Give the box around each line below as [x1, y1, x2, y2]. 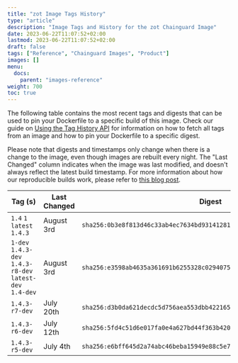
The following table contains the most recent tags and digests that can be [7, 109, 222, 118]
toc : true [7, 89, 37, 96]
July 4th [43, 342, 71, 352]
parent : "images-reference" [20, 76, 103, 84]
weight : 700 [7, 83, 42, 90]
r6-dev [11, 328, 33, 335]
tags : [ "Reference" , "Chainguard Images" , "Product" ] [7, 50, 170, 57]
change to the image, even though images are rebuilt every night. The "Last [7, 153, 228, 162]
